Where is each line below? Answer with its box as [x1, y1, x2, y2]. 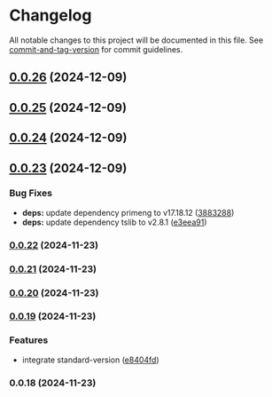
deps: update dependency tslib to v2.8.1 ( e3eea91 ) [21, 217, 207, 227]
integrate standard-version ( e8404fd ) [21, 354, 159, 365]
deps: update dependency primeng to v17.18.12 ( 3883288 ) [21, 207, 235, 218]
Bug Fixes [9, 187, 53, 200]
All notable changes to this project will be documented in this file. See [9, 35, 264, 45]
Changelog [9, 5, 92, 26]
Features [9, 334, 49, 346]
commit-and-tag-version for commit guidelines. [9, 44, 183, 54]
